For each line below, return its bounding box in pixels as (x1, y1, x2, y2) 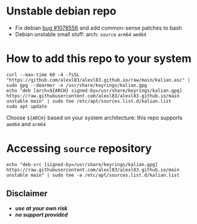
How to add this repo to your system (6, 52, 192, 66)
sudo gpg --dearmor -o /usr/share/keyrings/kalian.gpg (6, 82, 147, 88)
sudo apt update (6, 103, 47, 109)
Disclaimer (6, 188, 48, 199)
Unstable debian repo (6, 4, 117, 18)
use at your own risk (15, 204, 68, 212)
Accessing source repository (6, 142, 152, 155)
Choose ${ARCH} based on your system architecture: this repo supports (6, 114, 183, 121)
